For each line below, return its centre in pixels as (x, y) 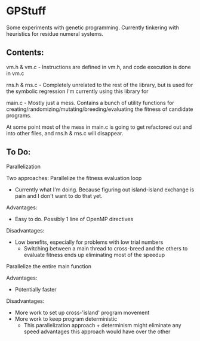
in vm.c (15, 73)
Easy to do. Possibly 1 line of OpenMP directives (74, 219)
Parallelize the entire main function (49, 266)
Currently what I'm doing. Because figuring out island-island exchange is (104, 190)
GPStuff (26, 11)
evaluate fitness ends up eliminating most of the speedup (94, 255)
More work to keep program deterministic (66, 319)
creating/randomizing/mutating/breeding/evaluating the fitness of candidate (100, 109)
